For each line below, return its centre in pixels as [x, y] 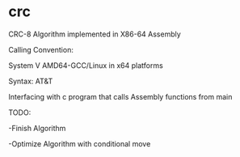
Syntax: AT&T [31, 81]
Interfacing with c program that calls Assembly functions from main [120, 96]
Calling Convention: [41, 49]
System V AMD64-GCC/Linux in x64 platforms [86, 65]
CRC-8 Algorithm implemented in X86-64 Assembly [95, 34]
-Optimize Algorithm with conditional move [80, 143]
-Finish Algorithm [37, 128]
